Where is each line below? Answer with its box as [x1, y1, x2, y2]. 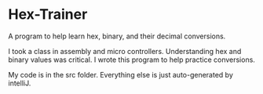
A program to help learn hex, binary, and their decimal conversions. [8, 31, 226, 41]
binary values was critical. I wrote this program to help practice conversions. [8, 55, 255, 64]
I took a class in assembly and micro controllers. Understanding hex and [8, 46, 242, 56]
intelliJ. [8, 78, 31, 88]
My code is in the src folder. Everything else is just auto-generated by [8, 70, 234, 79]
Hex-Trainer [8, 5, 88, 23]
